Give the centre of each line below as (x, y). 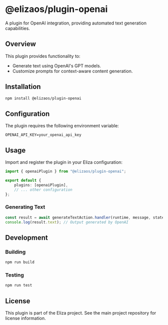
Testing (14, 275)
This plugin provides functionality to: (43, 56)
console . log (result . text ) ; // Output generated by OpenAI (67, 222)
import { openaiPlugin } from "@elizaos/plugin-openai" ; (66, 171)
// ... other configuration (43, 190)
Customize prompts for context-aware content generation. (72, 71)
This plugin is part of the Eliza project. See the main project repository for (81, 313)
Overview (21, 44)
